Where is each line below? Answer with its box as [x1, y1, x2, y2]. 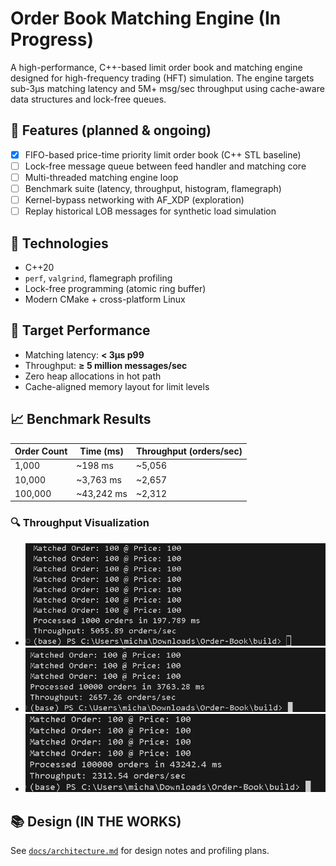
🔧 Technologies [10, 235, 109, 252]
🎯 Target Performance [10, 322, 151, 339]
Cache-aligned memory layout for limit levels [24, 380, 210, 392]
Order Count [14, 445, 68, 457]
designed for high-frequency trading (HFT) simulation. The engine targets [10, 72, 315, 84]
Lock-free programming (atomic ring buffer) [24, 282, 207, 294]
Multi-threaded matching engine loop [24, 171, 179, 183]
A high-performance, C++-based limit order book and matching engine [10, 61, 303, 73]
